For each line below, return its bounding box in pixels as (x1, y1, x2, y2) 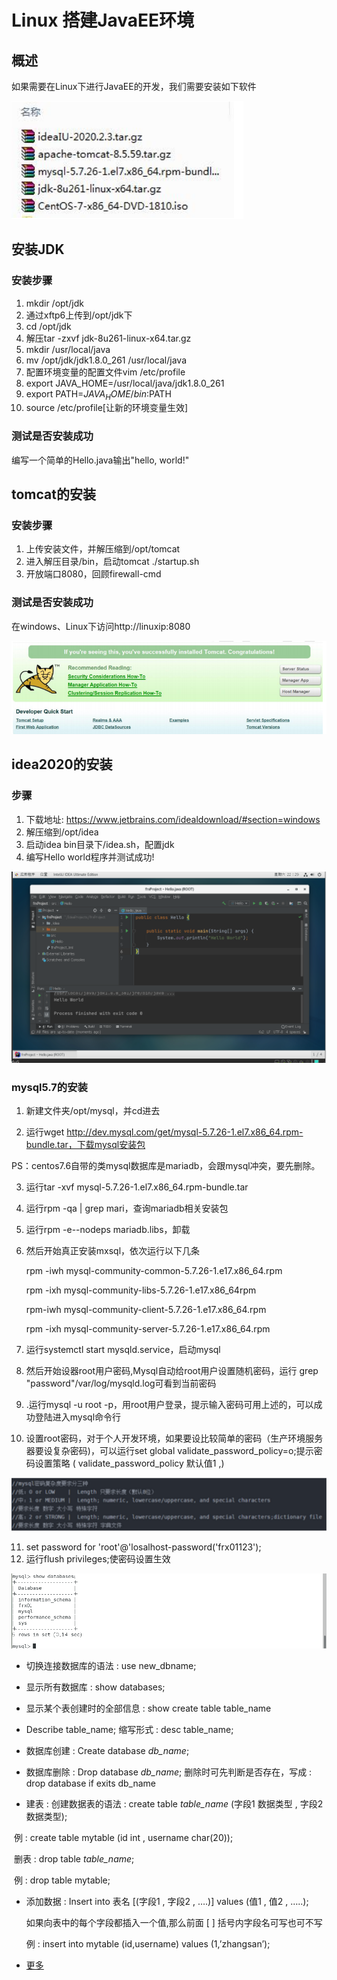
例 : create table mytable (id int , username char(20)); (13, 1832, 234, 1844)
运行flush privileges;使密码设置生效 (25, 1552, 171, 1565)
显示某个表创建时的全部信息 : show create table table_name (25, 1702, 272, 1715)
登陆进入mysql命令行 (34, 1411, 122, 1423)
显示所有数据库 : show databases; (25, 1681, 166, 1693)
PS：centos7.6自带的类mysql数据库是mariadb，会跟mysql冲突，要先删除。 (11, 1160, 321, 1172)
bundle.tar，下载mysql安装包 (25, 1139, 146, 1151)
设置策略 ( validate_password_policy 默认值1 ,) (34, 1457, 225, 1470)
